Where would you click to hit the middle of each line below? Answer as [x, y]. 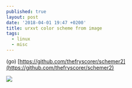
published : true [26, 12]
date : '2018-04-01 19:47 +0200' [46, 22]
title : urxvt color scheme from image [54, 28]
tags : [13, 34]
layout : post [22, 17]
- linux [21, 39]
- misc [20, 45]
